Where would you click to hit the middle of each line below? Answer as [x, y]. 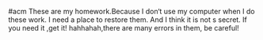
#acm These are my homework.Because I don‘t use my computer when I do [131, 11]
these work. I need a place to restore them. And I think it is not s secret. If [128, 20]
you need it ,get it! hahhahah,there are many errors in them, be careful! [124, 28]
